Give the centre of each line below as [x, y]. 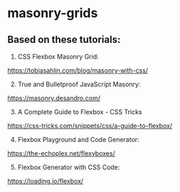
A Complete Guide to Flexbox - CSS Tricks [80, 112]
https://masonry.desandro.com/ [54, 98]
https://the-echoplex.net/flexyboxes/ [61, 153]
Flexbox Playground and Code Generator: [79, 140]
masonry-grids [53, 13]
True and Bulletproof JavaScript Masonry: [79, 84]
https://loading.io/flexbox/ [46, 181]
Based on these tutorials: [64, 40]
